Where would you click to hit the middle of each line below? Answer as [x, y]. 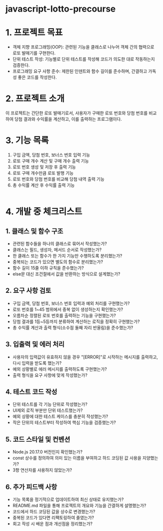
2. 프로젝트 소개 [35, 99]
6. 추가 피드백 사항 [31, 487]
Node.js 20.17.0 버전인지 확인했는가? [48, 452]
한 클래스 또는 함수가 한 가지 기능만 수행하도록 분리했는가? [67, 256]
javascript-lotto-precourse [61, 9]
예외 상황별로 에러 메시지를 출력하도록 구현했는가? [60, 369]
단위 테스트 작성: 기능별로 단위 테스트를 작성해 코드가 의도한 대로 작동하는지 [84, 59]
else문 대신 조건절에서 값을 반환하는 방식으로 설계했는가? [66, 274]
